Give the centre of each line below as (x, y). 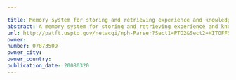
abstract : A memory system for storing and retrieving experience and (113, 26)
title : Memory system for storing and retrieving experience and (105, 20)
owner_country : (29, 59)
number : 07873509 (33, 46)
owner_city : (25, 53)
